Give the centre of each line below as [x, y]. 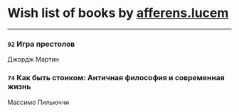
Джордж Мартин [33, 60]
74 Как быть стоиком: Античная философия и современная [116, 78]
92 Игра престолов [41, 44]
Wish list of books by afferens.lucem [118, 13]
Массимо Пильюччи [38, 102]
